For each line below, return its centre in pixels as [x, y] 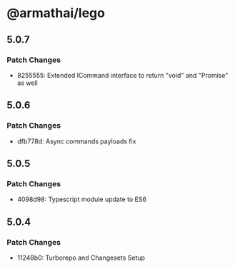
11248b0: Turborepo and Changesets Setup [81, 258]
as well [27, 83]
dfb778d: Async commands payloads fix [76, 141]
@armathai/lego [56, 13]
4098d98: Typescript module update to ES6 [82, 199]
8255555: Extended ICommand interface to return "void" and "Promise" [122, 75]
